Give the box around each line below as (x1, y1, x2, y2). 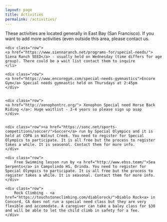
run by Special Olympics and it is (79, 129, 153, 134)
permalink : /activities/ (5, 17, 57, 22)
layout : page (5, 7, 32, 13)
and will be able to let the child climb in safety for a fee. (5, 208, 140, 213)
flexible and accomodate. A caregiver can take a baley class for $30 (5, 204, 155, 209)
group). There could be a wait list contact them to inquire (5, 59, 135, 64)
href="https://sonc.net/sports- (49, 125, 117, 130)
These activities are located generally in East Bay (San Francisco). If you (5, 31, 154, 37)
